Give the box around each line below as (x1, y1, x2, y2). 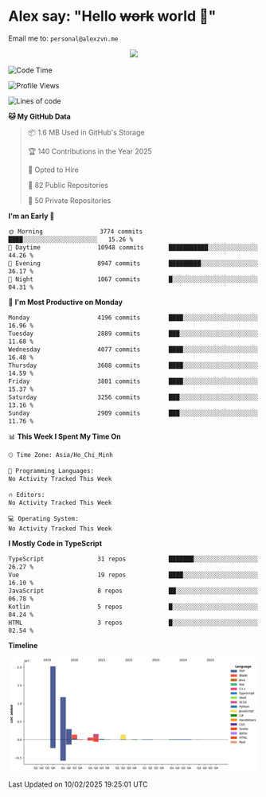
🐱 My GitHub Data (8, 111, 72, 121)
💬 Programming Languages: (8, 467, 94, 475)
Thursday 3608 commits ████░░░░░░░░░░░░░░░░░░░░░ (8, 361, 259, 369)
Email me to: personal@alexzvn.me (8, 33, 119, 43)
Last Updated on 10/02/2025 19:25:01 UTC (8, 779, 148, 789)
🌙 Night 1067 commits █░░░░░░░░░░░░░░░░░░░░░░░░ (8, 275, 259, 283)
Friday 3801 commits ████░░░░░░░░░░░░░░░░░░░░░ (8, 377, 259, 385)
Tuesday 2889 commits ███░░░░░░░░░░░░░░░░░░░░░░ (8, 330, 259, 338)
